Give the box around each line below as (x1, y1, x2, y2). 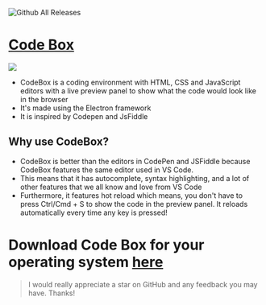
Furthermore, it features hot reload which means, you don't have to (19, 190, 243, 200)
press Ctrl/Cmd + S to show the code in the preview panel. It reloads (19, 199, 248, 208)
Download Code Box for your (8, 236, 205, 253)
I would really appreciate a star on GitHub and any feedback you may (27, 279, 258, 289)
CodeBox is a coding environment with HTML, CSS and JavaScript (19, 77, 241, 87)
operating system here (8, 253, 164, 271)
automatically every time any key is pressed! (19, 208, 168, 217)
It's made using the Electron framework (19, 103, 152, 113)
